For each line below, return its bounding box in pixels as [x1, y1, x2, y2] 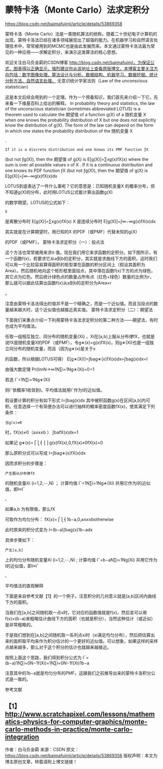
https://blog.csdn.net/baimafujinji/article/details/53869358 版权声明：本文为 [5, 752, 158, 758]
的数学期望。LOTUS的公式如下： [5, 199, 70, 205]
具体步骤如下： [5, 537, 35, 543]
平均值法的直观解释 [5, 582, 44, 588]
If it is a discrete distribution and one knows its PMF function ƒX [5, 147, 149, 152]
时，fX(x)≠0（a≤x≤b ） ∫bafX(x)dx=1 [5, 429, 79, 435]
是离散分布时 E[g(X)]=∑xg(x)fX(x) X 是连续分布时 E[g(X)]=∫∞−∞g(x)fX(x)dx [5, 218, 156, 224]
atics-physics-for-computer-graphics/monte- [5, 718, 148, 726]
